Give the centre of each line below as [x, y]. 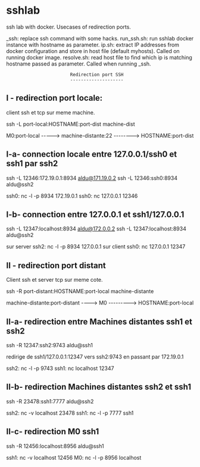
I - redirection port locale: [54, 98]
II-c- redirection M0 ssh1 [53, 432]
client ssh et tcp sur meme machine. [51, 112]
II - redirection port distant [56, 265]
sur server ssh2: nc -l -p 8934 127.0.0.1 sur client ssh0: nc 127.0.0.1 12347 [96, 247]
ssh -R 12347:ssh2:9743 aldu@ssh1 [50, 345]
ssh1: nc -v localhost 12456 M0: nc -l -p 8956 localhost [74, 457]
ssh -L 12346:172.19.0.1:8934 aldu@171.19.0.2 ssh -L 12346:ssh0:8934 [92, 178]
